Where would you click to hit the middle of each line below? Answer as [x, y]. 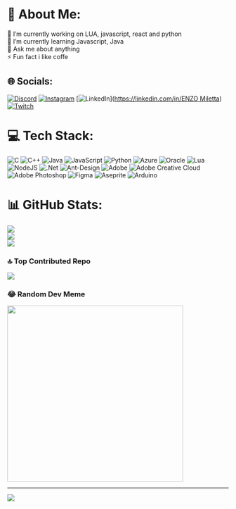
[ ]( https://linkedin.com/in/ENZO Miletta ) [149, 99]
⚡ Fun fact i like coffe [38, 56]
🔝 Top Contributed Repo [49, 261]
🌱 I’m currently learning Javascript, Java [66, 41]
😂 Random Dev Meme [46, 294]
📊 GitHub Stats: [55, 205]
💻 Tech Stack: [51, 136]
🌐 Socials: [30, 81]
